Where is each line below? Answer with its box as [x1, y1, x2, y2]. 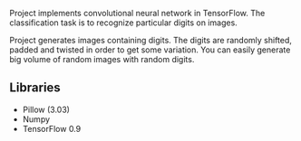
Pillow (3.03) [22, 104, 71, 115]
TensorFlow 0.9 [22, 123, 82, 134]
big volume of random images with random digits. [9, 54, 195, 64]
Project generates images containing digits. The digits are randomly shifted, [9, 35, 293, 45]
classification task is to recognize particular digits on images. [9, 17, 238, 28]
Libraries [9, 80, 61, 96]
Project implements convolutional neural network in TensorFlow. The [9, 8, 266, 18]
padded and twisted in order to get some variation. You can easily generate [9, 44, 291, 55]
